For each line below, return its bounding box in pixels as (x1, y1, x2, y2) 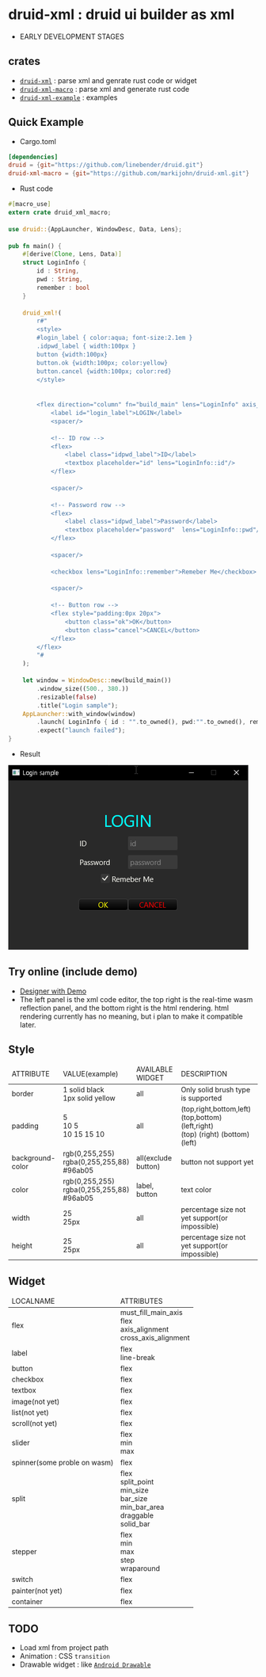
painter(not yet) (11, 1586, 63, 1595)
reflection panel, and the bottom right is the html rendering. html (19, 1003, 230, 1012)
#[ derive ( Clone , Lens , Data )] (22, 250, 123, 258)
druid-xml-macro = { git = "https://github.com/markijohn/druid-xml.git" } (8, 170, 249, 177)
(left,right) (180, 1121, 214, 1130)
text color (180, 1185, 212, 1195)
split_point (120, 1477, 154, 1486)
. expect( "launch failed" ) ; (36, 726, 126, 734)
